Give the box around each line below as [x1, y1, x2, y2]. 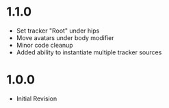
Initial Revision [16, 94, 57, 103]
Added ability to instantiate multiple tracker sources [16, 48, 162, 56]
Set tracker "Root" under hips [16, 26, 100, 35]
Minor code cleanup [16, 41, 73, 49]
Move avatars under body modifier [16, 33, 114, 41]
